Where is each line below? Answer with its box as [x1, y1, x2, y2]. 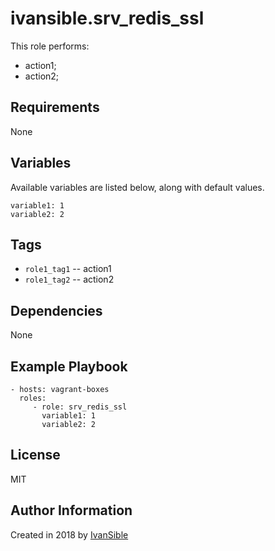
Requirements [10, 99, 100, 116]
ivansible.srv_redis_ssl [10, 7, 205, 30]
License [10, 447, 61, 464]
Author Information [10, 502, 133, 519]
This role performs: [10, 40, 90, 52]
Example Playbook [10, 358, 128, 375]
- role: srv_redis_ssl [32, 402, 128, 412]
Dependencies [10, 302, 103, 319]
